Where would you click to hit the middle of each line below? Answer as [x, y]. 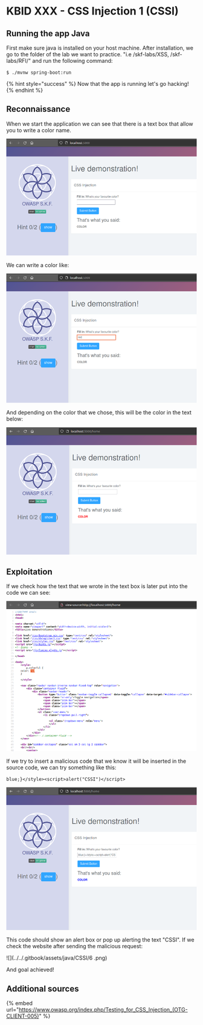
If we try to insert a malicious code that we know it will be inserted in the [96, 761]
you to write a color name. [39, 130]
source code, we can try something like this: [61, 767]
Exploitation [29, 571]
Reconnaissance [38, 109]
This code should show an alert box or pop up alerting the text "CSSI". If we [100, 940]
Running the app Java [48, 34]
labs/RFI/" [19, 61]
